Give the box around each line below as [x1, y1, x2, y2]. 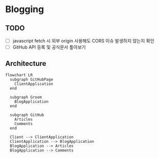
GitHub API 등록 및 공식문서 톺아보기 [12, 44, 86, 50]
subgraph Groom [10, 95, 42, 100]
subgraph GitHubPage [10, 77, 53, 82]
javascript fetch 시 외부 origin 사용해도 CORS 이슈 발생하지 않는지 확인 [12, 38, 155, 44]
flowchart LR [5, 72, 33, 77]
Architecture [5, 59, 47, 68]
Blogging [5, 4, 44, 15]
